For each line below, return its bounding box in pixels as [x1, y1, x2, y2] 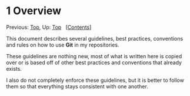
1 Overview [6, 4, 62, 18]
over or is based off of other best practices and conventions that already [6, 59, 182, 66]
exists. [6, 65, 22, 72]
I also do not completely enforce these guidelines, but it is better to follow [6, 77, 184, 84]
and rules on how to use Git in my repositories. [6, 41, 119, 48]
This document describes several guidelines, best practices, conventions [6, 35, 184, 42]
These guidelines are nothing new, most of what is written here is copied [6, 52, 182, 59]
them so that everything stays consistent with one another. [6, 82, 148, 90]
